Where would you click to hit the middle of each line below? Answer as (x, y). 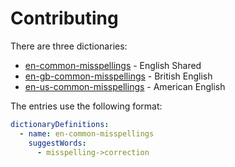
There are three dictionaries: (69, 46)
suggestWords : (57, 143)
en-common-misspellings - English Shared (113, 65)
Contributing (64, 18)
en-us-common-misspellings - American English (125, 86)
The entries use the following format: (86, 106)
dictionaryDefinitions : (60, 124)
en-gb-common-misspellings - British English (118, 76)
